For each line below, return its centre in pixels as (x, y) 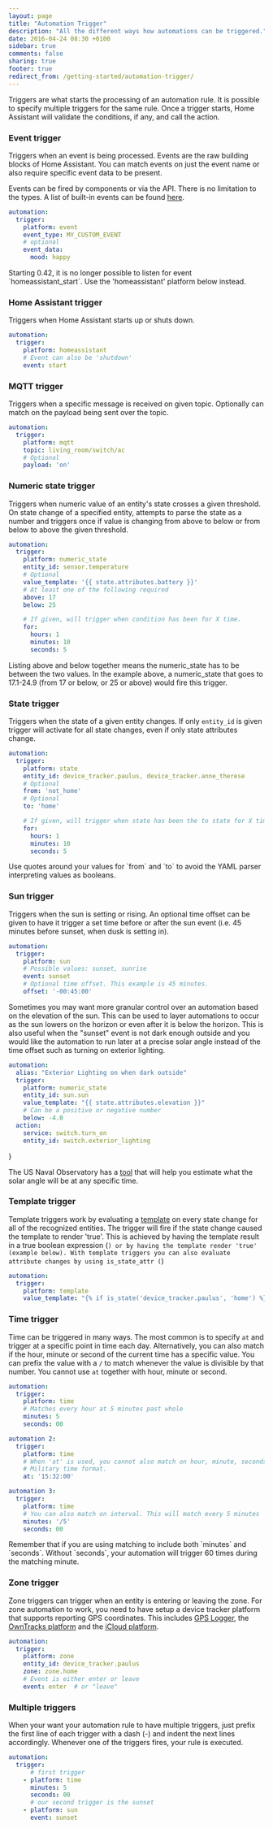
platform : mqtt (49, 442)
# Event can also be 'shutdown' (78, 357)
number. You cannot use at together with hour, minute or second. (118, 1371)
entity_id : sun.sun (56, 1095)
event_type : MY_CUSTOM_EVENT (72, 235)
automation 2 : (32, 1439)
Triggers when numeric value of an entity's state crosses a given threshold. (135, 504)
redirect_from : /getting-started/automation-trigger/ (102, 76)
